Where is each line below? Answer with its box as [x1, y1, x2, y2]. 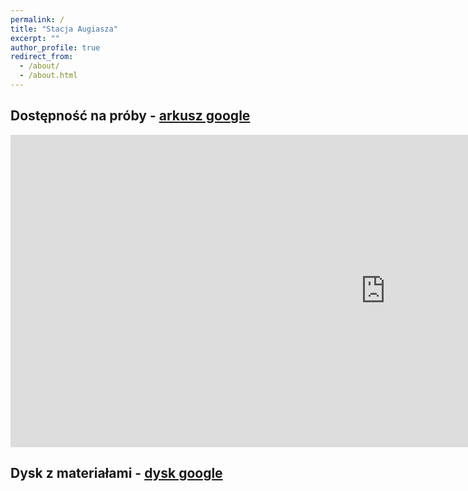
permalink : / [10, 14, 65, 25]
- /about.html [19, 71, 78, 81]
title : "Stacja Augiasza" [10, 24, 118, 34]
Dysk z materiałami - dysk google [10, 465, 223, 482]
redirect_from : [10, 52, 74, 62]
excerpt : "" [10, 33, 60, 43]
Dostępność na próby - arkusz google [10, 107, 251, 125]
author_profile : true [10, 42, 101, 53]
